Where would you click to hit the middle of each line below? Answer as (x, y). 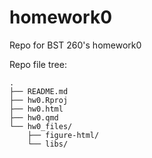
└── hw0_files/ (41, 126)
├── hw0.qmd (34, 117)
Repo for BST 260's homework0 (75, 45)
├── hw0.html (36, 109)
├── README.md (39, 91)
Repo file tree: (38, 64)
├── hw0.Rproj (39, 100)
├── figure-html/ (63, 135)
